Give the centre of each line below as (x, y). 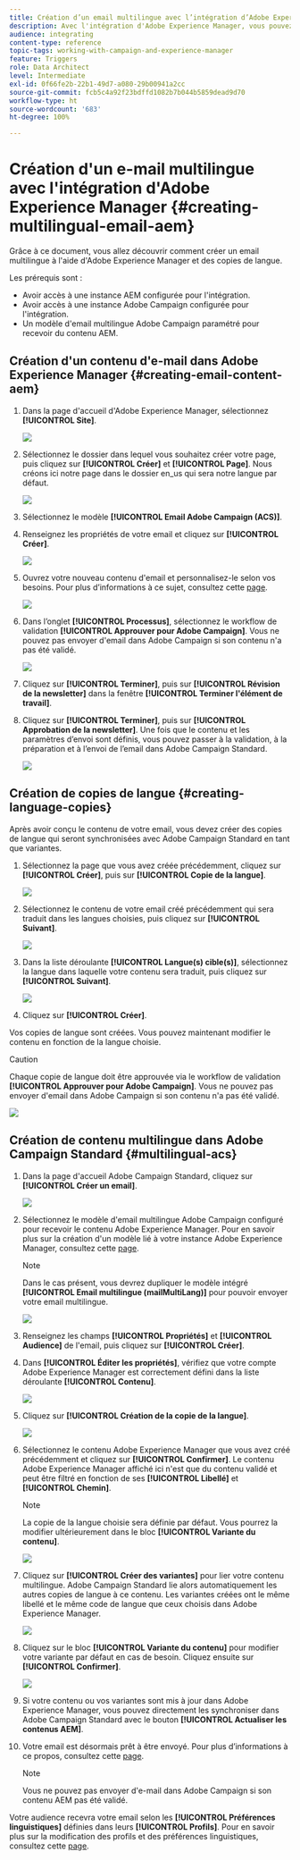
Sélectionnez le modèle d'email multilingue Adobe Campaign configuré (153, 1219)
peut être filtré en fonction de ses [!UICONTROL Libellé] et (130, 1478)
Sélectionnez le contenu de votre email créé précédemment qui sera (148, 909)
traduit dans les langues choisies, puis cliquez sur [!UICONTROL (141, 918)
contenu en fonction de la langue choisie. (85, 1041)
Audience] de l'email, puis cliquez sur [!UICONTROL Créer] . (133, 1345)
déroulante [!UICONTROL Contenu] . (89, 1381)
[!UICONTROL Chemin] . (67, 1487)
